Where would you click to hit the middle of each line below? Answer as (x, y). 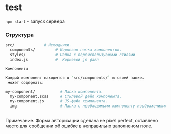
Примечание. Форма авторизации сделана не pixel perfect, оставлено (82, 120)
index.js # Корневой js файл (54, 59)
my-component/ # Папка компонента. (54, 92)
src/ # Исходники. (38, 45)
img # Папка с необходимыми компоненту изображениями (89, 106)
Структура (20, 35)
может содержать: (26, 83)
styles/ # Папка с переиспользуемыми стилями (73, 55)
